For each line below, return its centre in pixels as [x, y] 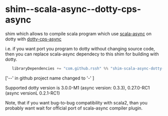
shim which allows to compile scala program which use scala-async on [78, 33]
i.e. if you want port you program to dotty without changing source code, [80, 48]
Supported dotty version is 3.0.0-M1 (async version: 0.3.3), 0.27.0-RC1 [77, 87]
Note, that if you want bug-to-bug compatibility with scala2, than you [76, 102]
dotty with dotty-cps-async [33, 39]
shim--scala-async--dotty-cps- [73, 9]
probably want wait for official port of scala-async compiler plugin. [74, 108]
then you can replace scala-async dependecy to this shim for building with [82, 54]
